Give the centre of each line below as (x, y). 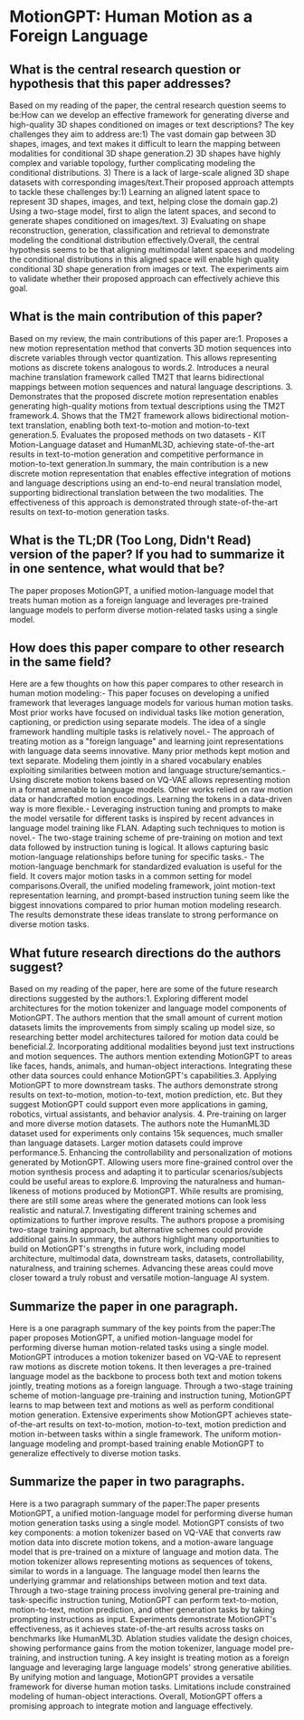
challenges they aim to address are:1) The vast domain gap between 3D (143, 134)
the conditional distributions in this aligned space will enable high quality (144, 259)
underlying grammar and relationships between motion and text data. (138, 1580)
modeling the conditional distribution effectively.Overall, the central (134, 240)
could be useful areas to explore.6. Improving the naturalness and (132, 1182)
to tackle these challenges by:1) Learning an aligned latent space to (135, 192)
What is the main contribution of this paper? (136, 317)
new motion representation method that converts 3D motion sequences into (151, 348)
